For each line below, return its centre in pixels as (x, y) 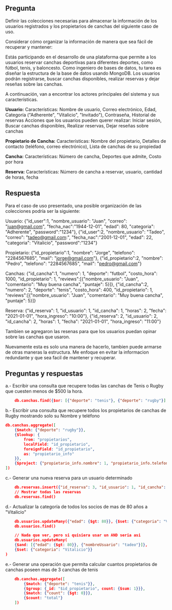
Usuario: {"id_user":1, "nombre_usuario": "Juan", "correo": (66, 221)
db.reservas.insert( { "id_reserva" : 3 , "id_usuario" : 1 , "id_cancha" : (90, 487)
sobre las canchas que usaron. (38, 337)
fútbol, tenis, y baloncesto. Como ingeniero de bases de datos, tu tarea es (83, 68)
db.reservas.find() (35, 497)
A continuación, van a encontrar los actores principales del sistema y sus (82, 94)
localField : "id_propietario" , (57, 444)
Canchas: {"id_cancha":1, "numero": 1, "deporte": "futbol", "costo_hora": (81, 273)
